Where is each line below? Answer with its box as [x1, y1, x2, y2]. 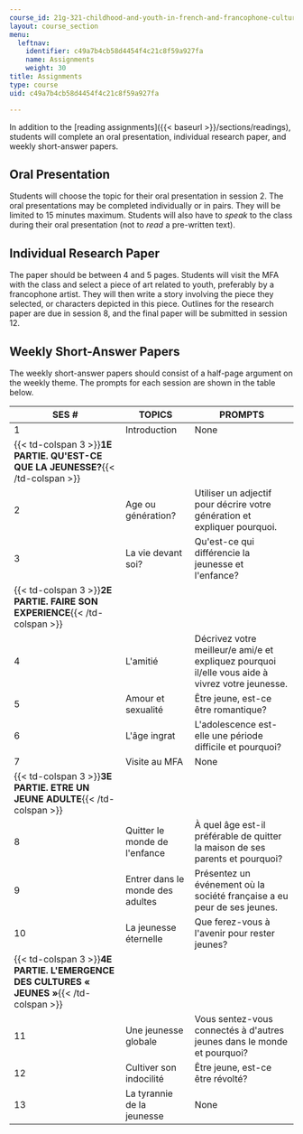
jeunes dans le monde [194, 1035, 289, 1047]
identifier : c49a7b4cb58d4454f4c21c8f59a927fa [25, 47, 204, 56]
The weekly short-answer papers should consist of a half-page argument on [9, 367, 293, 378]
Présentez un [194, 867, 251, 879]
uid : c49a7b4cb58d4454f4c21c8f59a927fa [9, 88, 160, 98]
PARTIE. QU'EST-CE [14, 449, 103, 461]
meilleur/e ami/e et [194, 643, 274, 655]
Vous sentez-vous [194, 1012, 273, 1025]
